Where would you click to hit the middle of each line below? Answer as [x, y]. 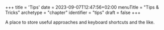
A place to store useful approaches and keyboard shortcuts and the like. [80, 22]
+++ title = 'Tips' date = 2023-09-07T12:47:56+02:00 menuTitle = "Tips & [82, 7]
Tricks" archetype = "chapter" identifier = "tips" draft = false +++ [73, 12]
